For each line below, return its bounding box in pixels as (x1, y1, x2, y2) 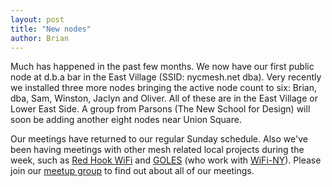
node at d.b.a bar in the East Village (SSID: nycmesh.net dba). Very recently (10, 71, 322, 83)
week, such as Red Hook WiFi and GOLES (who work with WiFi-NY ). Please (10, 154, 322, 166)
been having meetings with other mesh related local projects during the (10, 144, 305, 156)
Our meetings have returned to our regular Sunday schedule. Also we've (10, 133, 308, 145)
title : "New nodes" (10, 24, 92, 34)
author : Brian (10, 33, 70, 43)
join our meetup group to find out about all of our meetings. (10, 165, 255, 177)
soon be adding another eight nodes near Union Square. (10, 114, 242, 126)
